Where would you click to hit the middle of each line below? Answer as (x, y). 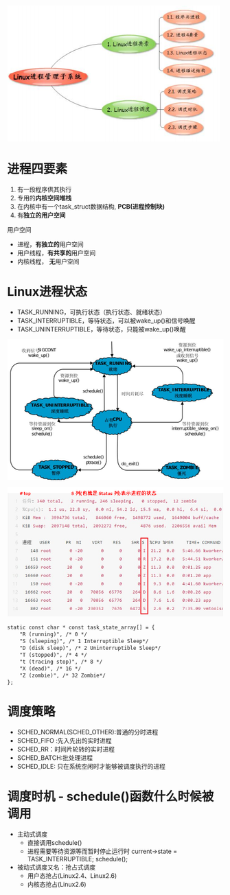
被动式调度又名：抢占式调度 (56, 867)
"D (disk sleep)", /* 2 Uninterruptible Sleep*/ (90, 648)
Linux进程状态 (47, 292)
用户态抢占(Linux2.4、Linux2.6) (72, 875)
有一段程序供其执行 (44, 189)
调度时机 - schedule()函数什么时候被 (111, 797)
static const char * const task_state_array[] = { (81, 628)
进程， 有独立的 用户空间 (50, 244)
